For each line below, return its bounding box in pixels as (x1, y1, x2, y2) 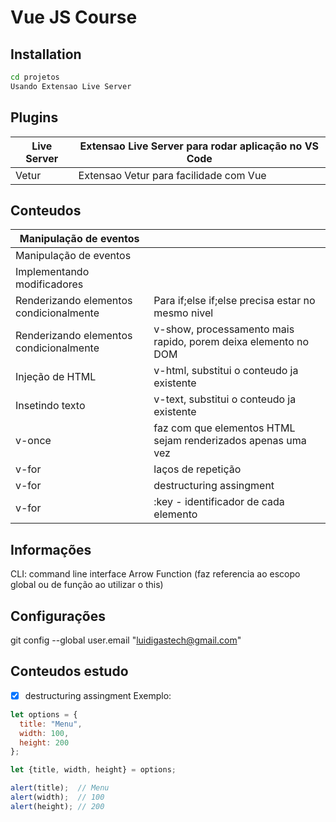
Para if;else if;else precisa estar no (153, 294, 316, 308)
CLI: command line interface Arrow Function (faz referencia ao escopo (10, 568, 301, 580)
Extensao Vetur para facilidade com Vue (78, 168, 267, 182)
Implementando (15, 265, 90, 279)
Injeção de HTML (15, 370, 97, 384)
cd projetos (10, 72, 60, 82)
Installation (10, 46, 82, 63)
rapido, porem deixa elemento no (153, 335, 310, 349)
